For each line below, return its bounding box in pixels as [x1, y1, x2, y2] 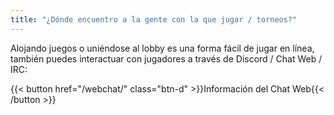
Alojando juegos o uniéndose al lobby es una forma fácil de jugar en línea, [10, 42, 315, 54]
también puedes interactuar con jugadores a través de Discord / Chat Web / [10, 52, 323, 65]
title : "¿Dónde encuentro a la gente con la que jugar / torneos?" [10, 14, 298, 25]
